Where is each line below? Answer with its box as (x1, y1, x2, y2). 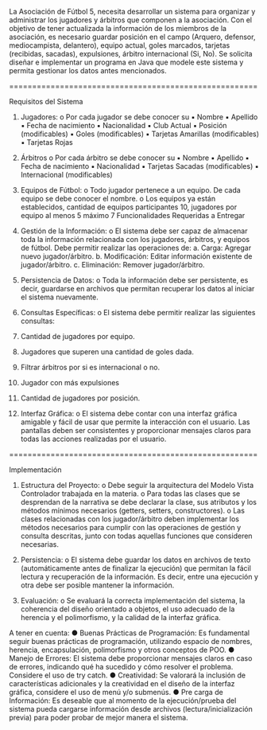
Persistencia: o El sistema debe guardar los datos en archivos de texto (20, 555, 251, 564)
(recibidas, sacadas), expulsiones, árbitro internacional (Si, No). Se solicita (9, 49, 253, 58)
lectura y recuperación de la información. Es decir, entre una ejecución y (20, 572, 259, 581)
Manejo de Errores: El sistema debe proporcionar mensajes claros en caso (9, 654, 253, 663)
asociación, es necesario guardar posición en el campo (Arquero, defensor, (9, 32, 256, 41)
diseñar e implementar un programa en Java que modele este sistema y (9, 57, 244, 67)
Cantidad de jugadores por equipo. (20, 332, 135, 341)
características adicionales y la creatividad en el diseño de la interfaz (9, 679, 235, 688)
